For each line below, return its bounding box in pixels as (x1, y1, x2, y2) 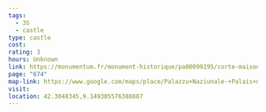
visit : (8, 84, 30, 93)
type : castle (8, 33, 51, 42)
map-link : (8, 77, 41, 85)
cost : (8, 41, 26, 49)
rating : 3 (8, 48, 41, 56)
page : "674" (8, 70, 47, 78)
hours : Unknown (8, 56, 59, 64)
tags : (8, 11, 26, 20)
